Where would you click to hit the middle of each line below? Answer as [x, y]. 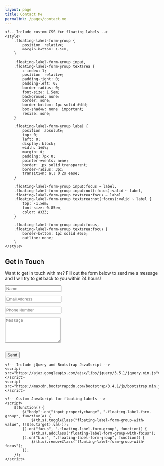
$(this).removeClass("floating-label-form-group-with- [88, 442]
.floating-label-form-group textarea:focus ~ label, [69, 195]
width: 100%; [36, 148]
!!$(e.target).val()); [46, 425]
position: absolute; [43, 131]
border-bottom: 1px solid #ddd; [56, 105]
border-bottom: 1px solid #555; [56, 234]
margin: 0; [34, 152]
